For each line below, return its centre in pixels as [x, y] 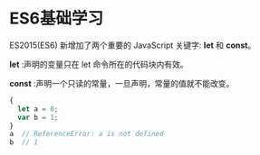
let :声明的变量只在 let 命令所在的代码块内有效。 [99, 64]
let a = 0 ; [38, 109]
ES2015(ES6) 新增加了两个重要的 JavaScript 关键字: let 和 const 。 [133, 45]
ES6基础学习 [57, 18]
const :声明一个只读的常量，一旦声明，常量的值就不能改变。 [122, 83]
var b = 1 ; [38, 117]
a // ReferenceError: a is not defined [87, 134]
